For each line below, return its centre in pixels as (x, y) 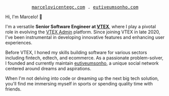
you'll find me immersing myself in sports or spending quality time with (79, 84)
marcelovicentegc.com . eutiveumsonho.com (85, 7)
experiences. (19, 43)
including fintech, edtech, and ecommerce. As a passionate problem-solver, (84, 58)
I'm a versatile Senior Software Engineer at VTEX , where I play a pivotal (80, 27)
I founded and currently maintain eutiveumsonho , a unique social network (82, 63)
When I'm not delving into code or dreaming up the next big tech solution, (82, 78)
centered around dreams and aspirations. (48, 68)
